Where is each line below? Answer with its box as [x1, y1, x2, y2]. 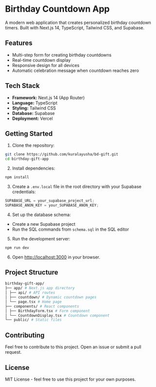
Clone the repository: [12, 143, 55, 149]
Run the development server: [12, 236, 70, 241]
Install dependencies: [12, 165, 55, 172]
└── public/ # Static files [5, 318, 62, 322]
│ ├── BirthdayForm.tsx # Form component [5, 308, 90, 313]
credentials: [12, 189, 36, 194]
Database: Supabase [12, 110, 55, 116]
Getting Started [5, 129, 53, 138]
